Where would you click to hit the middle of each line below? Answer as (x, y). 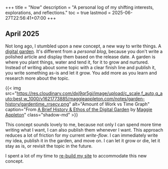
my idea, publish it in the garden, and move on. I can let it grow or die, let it (83, 140)
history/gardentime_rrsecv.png (37, 104)
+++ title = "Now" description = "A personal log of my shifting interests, (79, 7)
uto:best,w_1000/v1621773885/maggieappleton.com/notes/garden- (75, 98)
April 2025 (22, 34)
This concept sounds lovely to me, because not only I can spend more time (83, 124)
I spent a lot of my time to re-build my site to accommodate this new (76, 155)
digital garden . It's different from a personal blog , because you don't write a (84, 51)
